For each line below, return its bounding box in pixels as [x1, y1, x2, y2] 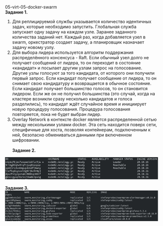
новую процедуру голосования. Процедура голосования [12, 106, 130, 112]
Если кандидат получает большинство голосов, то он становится [12, 86, 148, 91]
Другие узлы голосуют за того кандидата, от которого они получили [12, 70, 155, 76]
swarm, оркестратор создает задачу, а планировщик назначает [12, 39, 145, 45]
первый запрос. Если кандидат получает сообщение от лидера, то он [12, 75, 157, 81]
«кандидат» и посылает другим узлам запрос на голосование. [12, 65, 142, 71]
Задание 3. [5, 185, 29, 191]
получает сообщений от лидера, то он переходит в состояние [12, 60, 141, 65]
